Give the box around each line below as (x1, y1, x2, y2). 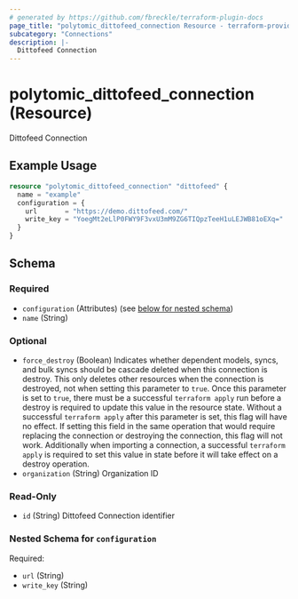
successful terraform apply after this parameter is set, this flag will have (21, 411, 288, 422)
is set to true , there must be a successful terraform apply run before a (21, 392, 282, 403)
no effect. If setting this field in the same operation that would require (21, 420, 276, 431)
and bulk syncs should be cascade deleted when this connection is (21, 363, 268, 374)
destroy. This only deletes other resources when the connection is (21, 373, 264, 384)
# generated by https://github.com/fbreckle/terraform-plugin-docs (9, 12, 264, 22)
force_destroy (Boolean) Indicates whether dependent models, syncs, (21, 355, 279, 365)
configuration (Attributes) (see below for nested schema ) (21, 303, 233, 314)
